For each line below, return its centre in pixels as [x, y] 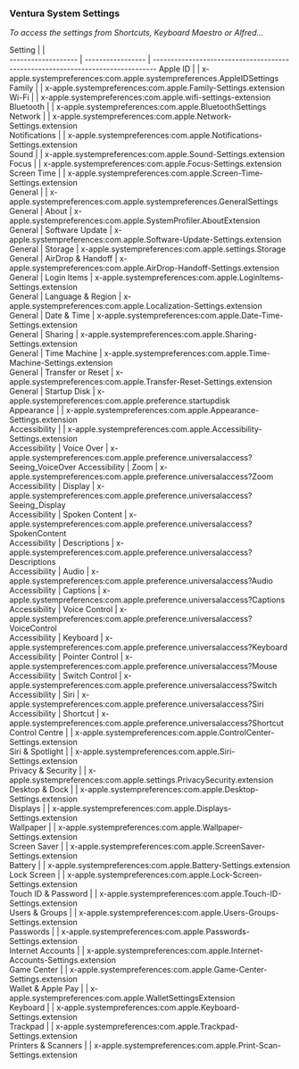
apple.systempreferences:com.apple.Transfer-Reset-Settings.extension [141, 382]
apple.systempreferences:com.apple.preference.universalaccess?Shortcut [146, 723]
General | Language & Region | [66, 296]
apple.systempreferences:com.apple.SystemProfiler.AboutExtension [135, 220]
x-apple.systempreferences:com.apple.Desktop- [170, 790]
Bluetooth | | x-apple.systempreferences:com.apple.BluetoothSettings [138, 107]
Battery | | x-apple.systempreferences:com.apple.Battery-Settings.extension [150, 866]
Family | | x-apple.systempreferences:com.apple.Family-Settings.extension [147, 88]
